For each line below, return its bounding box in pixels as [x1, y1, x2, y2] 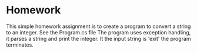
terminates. [6, 41, 34, 48]
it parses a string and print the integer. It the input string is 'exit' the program [6, 35, 191, 42]
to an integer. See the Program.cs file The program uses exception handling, [6, 29, 191, 36]
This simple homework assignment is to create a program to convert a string [6, 23, 191, 30]
